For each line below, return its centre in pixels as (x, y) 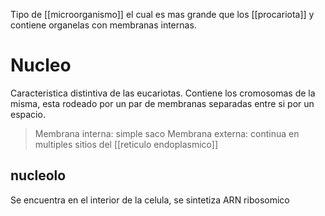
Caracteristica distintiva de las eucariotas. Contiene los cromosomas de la (163, 93)
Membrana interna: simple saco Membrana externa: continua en (167, 133)
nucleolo (38, 175)
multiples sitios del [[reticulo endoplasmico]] (126, 144)
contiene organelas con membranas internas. (103, 25)
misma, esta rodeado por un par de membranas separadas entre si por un (162, 103)
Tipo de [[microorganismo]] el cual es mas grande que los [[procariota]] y (162, 14)
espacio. (28, 114)
